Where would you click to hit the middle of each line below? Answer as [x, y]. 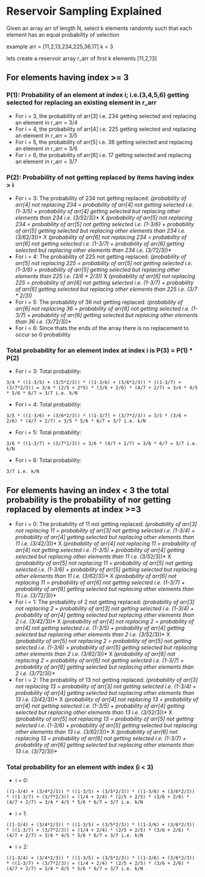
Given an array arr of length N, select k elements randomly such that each [99, 28]
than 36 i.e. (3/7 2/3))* [43, 321]
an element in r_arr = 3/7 [46, 161]
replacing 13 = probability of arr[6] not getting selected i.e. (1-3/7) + [101, 738]
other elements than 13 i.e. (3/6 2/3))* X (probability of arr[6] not [96, 732]
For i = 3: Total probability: [48, 372]
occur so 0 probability [43, 334]
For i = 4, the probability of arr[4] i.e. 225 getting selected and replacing [106, 129]
